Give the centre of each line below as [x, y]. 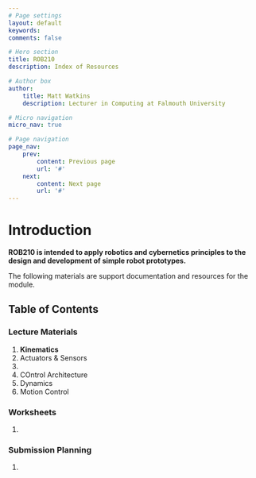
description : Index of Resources [64, 67]
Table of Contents [54, 309]
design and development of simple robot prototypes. [97, 261]
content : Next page [69, 183]
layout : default [35, 23]
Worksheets [33, 412]
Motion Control [44, 391]
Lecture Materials [43, 332]
